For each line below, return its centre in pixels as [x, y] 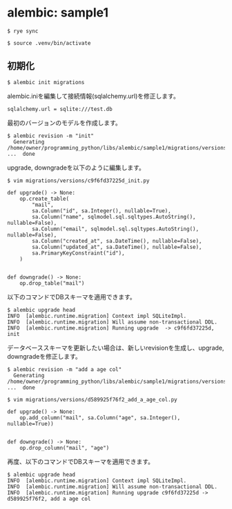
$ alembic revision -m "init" [51, 136]
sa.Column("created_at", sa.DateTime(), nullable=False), [117, 241]
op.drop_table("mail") [52, 283]
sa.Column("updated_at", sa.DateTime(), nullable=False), [117, 247]
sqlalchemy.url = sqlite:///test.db [60, 109]
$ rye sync [23, 31]
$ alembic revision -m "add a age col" [65, 369]
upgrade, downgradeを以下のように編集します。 [76, 168]
